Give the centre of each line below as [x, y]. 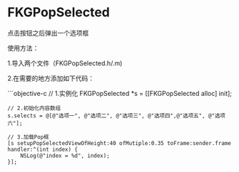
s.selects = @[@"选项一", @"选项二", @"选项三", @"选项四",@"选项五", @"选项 [117, 115]
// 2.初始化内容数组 [34, 108]
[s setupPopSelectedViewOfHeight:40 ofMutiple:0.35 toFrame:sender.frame [119, 143]
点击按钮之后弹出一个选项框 [48, 33]
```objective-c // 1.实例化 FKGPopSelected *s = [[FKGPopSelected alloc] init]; [120, 93]
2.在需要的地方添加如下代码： [51, 78]
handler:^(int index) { [43, 149]
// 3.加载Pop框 [28, 137]
